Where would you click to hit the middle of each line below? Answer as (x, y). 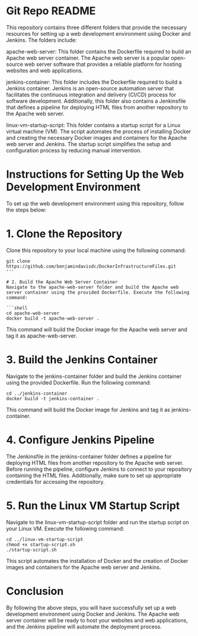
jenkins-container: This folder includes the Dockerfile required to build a (94, 82)
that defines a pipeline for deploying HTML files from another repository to (97, 107)
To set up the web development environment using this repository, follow (95, 203)
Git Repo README (51, 11)
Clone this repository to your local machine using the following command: (96, 250)
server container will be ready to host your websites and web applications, (97, 620)
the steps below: (26, 210)
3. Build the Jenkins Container (82, 360)
